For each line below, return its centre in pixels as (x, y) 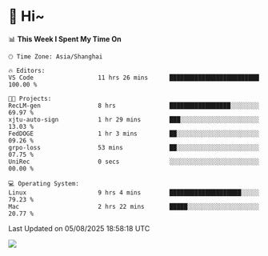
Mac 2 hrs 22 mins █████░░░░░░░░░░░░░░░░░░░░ (134, 206)
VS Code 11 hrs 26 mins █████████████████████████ (134, 78)
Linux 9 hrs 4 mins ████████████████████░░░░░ (134, 192)
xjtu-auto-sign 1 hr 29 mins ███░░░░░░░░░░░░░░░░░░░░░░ (134, 119)
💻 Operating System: (44, 183)
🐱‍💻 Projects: (30, 98)
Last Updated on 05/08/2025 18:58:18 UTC (79, 228)
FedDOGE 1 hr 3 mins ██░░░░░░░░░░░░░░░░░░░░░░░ (134, 134)
